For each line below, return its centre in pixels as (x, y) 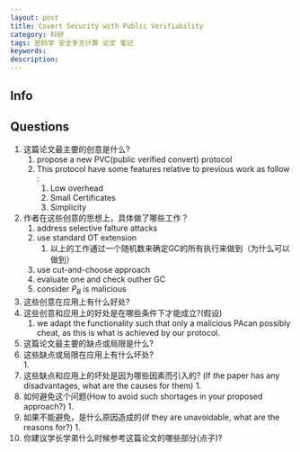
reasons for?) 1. (52, 427)
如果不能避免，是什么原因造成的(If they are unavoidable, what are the (151, 417)
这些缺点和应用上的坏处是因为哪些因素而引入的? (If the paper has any (151, 375)
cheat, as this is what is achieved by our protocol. (128, 333)
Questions (40, 127)
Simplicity (68, 207)
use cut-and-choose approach (93, 270)
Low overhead (77, 188)
